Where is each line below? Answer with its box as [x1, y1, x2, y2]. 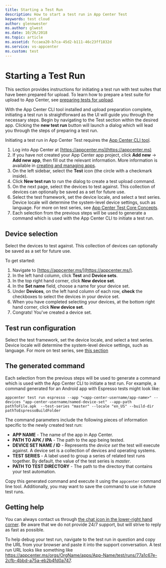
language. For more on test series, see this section [5, 347, 109, 353]
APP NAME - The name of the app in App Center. [12, 432, 113, 438]
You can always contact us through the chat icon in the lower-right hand [5, 516, 153, 522]
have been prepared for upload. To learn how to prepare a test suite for [5, 92, 151, 98]
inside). [12, 173, 28, 179]
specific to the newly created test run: [5, 422, 83, 428]
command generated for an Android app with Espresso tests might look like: [5, 385, 160, 392]
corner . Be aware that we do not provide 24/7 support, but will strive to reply [5, 521, 162, 527]
